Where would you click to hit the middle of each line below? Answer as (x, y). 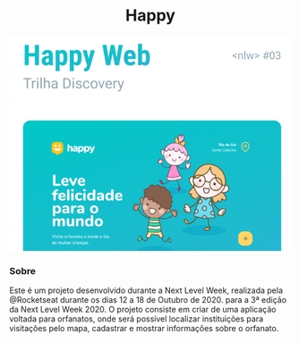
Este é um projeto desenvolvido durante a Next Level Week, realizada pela (146, 290)
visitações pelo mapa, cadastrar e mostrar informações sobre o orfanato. (144, 329)
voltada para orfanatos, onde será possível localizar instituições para (137, 319)
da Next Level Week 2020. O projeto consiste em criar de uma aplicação (143, 310)
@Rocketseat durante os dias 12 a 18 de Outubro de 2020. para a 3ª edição (148, 300)
